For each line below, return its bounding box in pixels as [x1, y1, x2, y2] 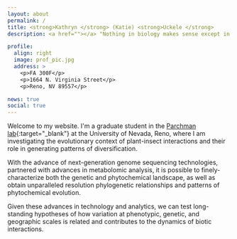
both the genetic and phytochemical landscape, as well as [45, 174, 216, 182]
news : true [7, 95, 40, 103]
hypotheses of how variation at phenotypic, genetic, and [34, 210, 200, 218]
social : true [7, 102, 46, 110]
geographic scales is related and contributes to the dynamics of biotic [7, 218, 212, 226]
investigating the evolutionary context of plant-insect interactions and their [7, 137, 226, 146]
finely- [201, 166, 221, 174]
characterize [7, 174, 45, 182]
